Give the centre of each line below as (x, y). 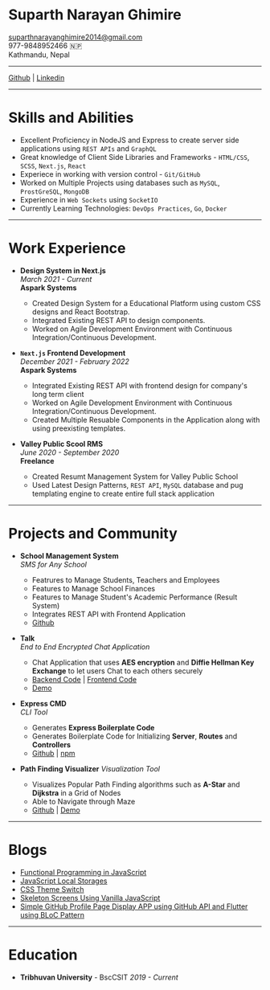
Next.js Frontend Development (73, 353)
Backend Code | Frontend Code (84, 679)
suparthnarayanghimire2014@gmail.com (76, 37)
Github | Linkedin (37, 77)
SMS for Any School (53, 564)
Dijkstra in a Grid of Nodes (76, 792)
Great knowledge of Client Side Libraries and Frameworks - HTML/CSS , (135, 157)
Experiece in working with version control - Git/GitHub (110, 174)
